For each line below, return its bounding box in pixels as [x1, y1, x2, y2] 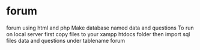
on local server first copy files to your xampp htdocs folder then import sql [6, 30, 190, 37]
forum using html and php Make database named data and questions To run [6, 24, 194, 31]
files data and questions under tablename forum [6, 37, 125, 44]
